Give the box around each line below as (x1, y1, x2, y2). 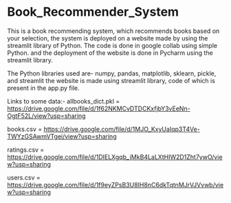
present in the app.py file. (7, 84, 80, 92)
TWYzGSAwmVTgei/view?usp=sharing (7, 132, 117, 141)
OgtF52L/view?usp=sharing (7, 111, 86, 120)
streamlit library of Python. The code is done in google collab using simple (7, 41, 218, 49)
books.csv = (7, 125, 43, 133)
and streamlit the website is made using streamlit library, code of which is (7, 76, 215, 84)
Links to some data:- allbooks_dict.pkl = (7, 97, 120, 105)
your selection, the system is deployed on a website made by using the (7, 34, 208, 42)
